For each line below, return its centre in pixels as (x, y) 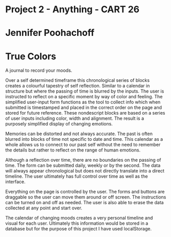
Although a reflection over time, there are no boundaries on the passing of (83, 160)
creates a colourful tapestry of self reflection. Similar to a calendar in (78, 86)
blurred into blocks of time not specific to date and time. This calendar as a (84, 139)
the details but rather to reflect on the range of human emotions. (73, 150)
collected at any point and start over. (44, 208)
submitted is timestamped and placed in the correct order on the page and (84, 107)
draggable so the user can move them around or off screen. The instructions (86, 197)
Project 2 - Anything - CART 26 (72, 9)
